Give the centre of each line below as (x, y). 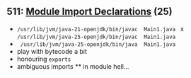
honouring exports (44, 59)
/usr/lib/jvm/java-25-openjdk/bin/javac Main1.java (96, 37)
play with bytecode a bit (52, 51)
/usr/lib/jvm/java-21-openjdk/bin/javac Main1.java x (100, 28)
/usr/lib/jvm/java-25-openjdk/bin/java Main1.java (98, 44)
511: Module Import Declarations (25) (89, 12)
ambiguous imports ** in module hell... (73, 66)
